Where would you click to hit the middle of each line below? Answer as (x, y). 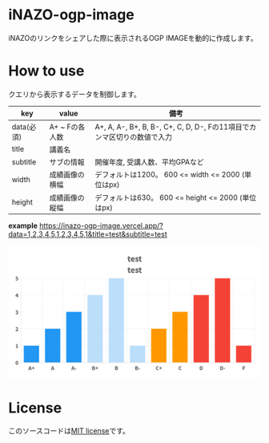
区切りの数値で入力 (140, 136)
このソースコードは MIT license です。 (69, 431)
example (23, 226)
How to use (46, 71)
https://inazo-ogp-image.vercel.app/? (101, 226)
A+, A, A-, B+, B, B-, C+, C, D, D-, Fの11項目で (172, 127)
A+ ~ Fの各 (67, 127)
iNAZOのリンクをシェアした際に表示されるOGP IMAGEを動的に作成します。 (133, 38)
